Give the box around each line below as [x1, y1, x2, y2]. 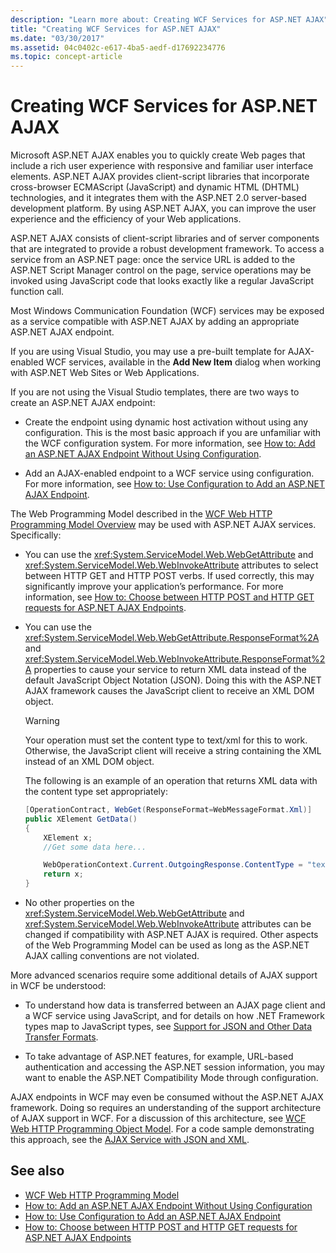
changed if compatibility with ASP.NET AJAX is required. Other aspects [24, 929, 319, 941]
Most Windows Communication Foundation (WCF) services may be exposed [10, 305, 325, 317]
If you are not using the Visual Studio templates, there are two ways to [10, 386, 300, 398]
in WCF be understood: [10, 980, 107, 992]
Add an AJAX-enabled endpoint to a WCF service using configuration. [24, 467, 315, 480]
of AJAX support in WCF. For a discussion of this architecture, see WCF [10, 1112, 307, 1125]
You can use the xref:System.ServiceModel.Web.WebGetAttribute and [24, 549, 314, 561]
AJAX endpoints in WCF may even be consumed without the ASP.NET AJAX [10, 1091, 324, 1103]
